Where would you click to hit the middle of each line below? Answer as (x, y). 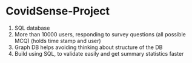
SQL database (32, 28)
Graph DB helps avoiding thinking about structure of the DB (88, 47)
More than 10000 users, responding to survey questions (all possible (100, 34)
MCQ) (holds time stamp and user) (58, 41)
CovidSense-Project (58, 11)
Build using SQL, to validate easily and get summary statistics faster (99, 53)
